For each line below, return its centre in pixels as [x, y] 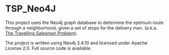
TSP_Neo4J [31, 9]
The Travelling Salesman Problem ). [42, 33]
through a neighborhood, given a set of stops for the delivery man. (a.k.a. [81, 27]
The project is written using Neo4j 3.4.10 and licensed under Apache [76, 42]
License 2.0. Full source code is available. [48, 48]
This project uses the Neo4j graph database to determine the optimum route [84, 22]
